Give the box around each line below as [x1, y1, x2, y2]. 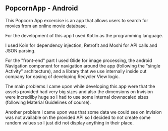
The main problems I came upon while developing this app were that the [5, 83, 155, 89]
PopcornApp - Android [5, 4, 78, 13]
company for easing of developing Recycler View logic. [5, 73, 120, 80]
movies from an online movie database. [5, 23, 87, 29]
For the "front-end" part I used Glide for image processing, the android [5, 57, 152, 63]
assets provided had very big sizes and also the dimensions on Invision [5, 88, 153, 95]
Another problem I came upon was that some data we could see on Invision [5, 109, 162, 115]
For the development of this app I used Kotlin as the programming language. [5, 32, 163, 38]
